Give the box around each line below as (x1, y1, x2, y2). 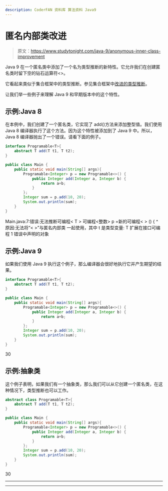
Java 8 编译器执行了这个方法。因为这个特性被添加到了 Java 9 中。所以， (5, 128, 155, 134)
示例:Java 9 (5, 247, 42, 255)
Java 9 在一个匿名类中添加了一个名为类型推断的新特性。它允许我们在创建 (5, 63, 156, 70)
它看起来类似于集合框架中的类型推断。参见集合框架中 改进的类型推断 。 (5, 80, 150, 86)
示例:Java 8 (5, 107, 42, 115)
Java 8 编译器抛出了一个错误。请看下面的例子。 (5, 134, 103, 140)
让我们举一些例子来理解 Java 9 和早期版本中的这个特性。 (5, 91, 122, 97)
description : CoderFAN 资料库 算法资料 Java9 (5, 7, 96, 12)
